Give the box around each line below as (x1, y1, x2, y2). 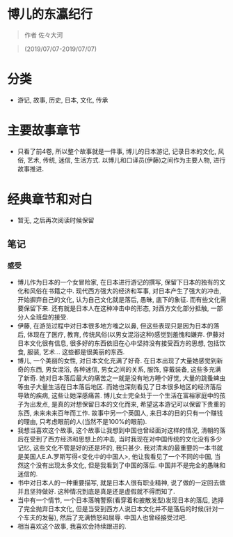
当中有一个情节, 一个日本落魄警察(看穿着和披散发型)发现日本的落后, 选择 (17, 496, 224, 504)
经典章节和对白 (7, 192, 93, 207)
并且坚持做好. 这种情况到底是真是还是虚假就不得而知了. (17, 487, 175, 496)
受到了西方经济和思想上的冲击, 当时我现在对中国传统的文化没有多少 (29, 435, 223, 444)
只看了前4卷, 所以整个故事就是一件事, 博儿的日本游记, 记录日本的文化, (17, 147, 217, 156)
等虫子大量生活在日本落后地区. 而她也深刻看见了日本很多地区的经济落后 (17, 383, 223, 391)
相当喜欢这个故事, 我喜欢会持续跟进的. (17, 522, 127, 531)
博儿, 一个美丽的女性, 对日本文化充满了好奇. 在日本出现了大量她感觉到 (17, 356, 217, 365)
